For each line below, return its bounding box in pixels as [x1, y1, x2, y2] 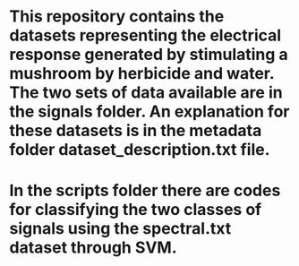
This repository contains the [9, 6, 225, 27]
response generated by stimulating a [9, 45, 288, 64]
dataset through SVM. [9, 237, 177, 258]
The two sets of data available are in [9, 82, 284, 103]
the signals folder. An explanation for [9, 101, 290, 122]
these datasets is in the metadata [9, 121, 262, 141]
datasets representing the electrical [9, 25, 282, 46]
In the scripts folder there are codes [9, 181, 281, 201]
